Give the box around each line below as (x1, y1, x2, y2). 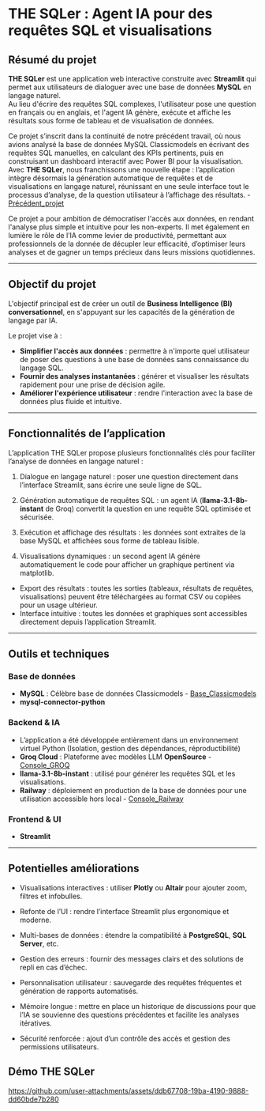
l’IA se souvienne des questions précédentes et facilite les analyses (19, 1010, 240, 1019)
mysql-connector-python (19, 697, 106, 707)
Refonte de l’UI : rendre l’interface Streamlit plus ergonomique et (19, 906, 230, 916)
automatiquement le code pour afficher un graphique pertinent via (19, 559, 235, 569)
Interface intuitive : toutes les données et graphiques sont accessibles (19, 608, 248, 618)
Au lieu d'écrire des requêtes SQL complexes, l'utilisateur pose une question (8, 100, 256, 108)
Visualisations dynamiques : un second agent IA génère (19, 551, 201, 561)
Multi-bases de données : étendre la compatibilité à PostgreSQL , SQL (19, 930, 247, 939)
